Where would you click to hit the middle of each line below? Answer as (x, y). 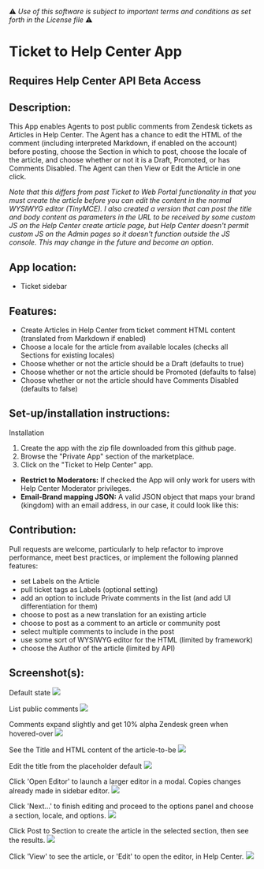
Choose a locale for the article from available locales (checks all (124, 347)
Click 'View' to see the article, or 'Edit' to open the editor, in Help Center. (126, 856)
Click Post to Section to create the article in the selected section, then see (129, 831)
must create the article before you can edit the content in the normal (120, 200)
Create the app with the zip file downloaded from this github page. (128, 448)
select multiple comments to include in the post (97, 631)
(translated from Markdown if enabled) (83, 339)
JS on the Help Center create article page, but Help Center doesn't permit (129, 226)
